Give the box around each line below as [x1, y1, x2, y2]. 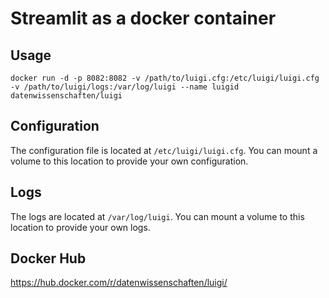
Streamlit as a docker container [10, 7, 277, 30]
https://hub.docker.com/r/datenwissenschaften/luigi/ [10, 277, 228, 289]
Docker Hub [10, 250, 87, 267]
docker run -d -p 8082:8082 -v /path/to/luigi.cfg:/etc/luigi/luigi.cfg [10, 73, 320, 83]
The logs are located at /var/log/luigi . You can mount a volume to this [10, 210, 305, 222]
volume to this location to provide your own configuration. [10, 155, 249, 167]
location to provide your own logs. [10, 221, 151, 233]
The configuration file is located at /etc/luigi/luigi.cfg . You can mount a [10, 144, 318, 156]
